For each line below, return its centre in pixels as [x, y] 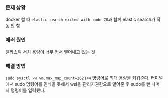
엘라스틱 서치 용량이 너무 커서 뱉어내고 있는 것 [50, 52]
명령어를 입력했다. [28, 90]
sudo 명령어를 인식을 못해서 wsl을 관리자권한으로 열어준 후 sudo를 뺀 [82, 84]
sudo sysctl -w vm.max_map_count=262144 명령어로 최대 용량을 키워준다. [77, 78]
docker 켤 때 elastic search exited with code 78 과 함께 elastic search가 [80, 20]
